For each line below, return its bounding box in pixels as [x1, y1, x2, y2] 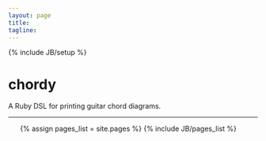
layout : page [8, 11, 51, 20]
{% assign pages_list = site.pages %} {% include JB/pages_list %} [19, 124, 237, 134]
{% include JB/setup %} [8, 48, 87, 58]
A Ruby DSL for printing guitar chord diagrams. [8, 102, 161, 111]
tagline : [8, 26, 37, 34]
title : [8, 19, 30, 27]
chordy [8, 76, 57, 93]
